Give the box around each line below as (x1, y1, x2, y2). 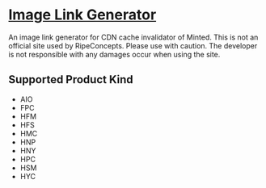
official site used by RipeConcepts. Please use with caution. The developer (8, 40, 258, 50)
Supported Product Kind (8, 73, 133, 86)
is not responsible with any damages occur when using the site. (8, 49, 221, 59)
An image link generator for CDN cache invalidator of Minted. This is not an (8, 32, 259, 42)
